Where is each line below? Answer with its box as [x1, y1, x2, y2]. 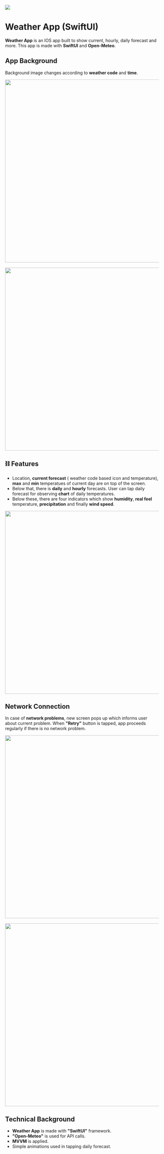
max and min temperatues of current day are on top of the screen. [12, 480, 146, 486]
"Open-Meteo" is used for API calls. [12, 1133, 86, 1139]
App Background [5, 57, 58, 65]
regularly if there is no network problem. [5, 726, 86, 732]
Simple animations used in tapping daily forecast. [12, 1144, 111, 1150]
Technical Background [5, 1115, 75, 1123]
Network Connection [5, 702, 70, 711]
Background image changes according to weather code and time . [5, 70, 138, 76]
